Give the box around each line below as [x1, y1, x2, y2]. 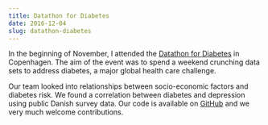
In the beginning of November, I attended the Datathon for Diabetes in [8, 49, 240, 59]
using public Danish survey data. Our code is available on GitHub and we [8, 98, 249, 109]
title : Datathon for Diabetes [8, 11, 110, 20]
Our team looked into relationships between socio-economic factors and [8, 81, 249, 91]
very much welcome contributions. [8, 107, 124, 117]
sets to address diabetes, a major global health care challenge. [8, 66, 216, 76]
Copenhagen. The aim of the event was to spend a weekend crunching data [8, 57, 260, 67]
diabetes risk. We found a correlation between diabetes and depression [8, 90, 245, 100]
